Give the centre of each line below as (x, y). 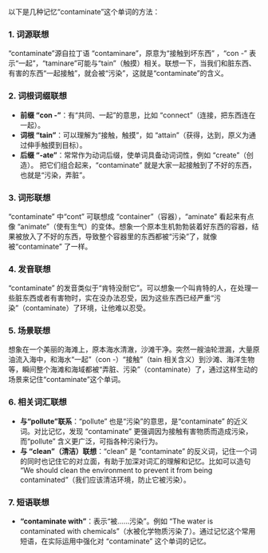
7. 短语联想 (29, 502)
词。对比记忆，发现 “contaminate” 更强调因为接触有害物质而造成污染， (136, 431)
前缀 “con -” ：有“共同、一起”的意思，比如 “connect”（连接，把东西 (130, 115)
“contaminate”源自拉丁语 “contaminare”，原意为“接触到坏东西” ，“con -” (128, 54)
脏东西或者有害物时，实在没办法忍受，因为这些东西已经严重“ (114, 298)
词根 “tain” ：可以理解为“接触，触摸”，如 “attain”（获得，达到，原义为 (134, 135)
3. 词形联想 (30, 197)
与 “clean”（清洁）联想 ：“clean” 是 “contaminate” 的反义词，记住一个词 (138, 451)
